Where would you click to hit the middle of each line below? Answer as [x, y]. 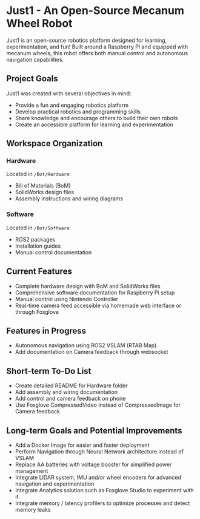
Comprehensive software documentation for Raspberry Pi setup [95, 293]
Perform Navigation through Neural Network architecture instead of [99, 451]
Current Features [39, 272]
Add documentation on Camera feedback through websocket [92, 352]
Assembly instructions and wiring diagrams [69, 198]
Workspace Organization [55, 144]
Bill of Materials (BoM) [43, 186]
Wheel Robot [39, 23]
